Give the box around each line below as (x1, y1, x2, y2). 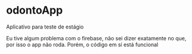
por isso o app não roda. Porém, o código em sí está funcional (6, 41, 159, 48)
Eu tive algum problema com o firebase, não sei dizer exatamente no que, (6, 34, 187, 42)
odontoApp (6, 4, 63, 17)
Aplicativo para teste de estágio (6, 23, 84, 30)
